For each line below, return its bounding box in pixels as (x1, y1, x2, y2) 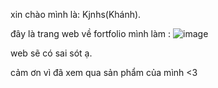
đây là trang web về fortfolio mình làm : (10, 28, 172, 39)
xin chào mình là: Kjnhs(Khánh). (10, 9, 142, 20)
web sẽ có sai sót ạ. (10, 47, 93, 59)
